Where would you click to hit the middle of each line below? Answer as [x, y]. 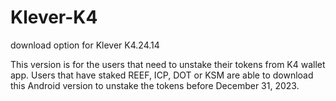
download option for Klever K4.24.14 [85, 45]
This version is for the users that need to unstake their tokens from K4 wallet [168, 64]
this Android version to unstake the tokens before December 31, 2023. [155, 85]
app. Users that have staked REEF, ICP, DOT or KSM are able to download [162, 75]
